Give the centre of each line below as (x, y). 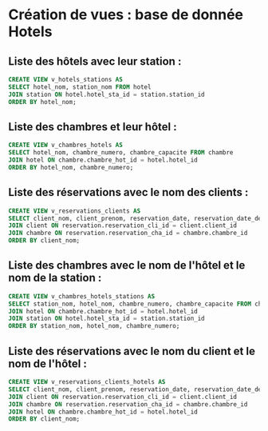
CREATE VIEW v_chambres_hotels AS (66, 146)
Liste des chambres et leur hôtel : (93, 127)
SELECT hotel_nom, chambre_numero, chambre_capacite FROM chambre (121, 153)
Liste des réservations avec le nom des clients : (128, 192)
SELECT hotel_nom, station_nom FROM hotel (80, 87)
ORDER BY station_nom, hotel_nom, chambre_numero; (94, 326)
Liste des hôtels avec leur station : (95, 61)
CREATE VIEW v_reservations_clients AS (75, 211)
